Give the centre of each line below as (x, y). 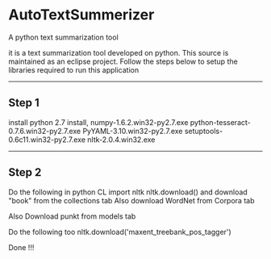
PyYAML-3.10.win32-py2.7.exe (133, 131)
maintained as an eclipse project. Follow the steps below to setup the (123, 61)
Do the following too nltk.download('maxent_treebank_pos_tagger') (120, 232)
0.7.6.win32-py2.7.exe (45, 131)
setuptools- (204, 131)
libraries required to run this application (74, 69)
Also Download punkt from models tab (72, 216)
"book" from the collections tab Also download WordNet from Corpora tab (131, 200)
